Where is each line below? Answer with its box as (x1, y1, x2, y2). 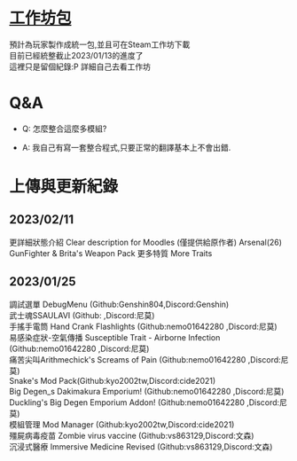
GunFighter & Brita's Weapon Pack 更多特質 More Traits (9, 247, 213, 258)
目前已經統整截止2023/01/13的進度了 (9, 50, 144, 60)
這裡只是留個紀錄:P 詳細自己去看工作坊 (9, 61, 151, 72)
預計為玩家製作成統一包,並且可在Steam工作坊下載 (9, 39, 191, 50)
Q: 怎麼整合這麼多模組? (21, 123, 107, 134)
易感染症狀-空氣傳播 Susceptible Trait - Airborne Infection (9, 332, 221, 342)
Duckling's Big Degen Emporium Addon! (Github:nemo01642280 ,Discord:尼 (9, 396, 288, 408)
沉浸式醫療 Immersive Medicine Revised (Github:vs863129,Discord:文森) (9, 441, 273, 452)
